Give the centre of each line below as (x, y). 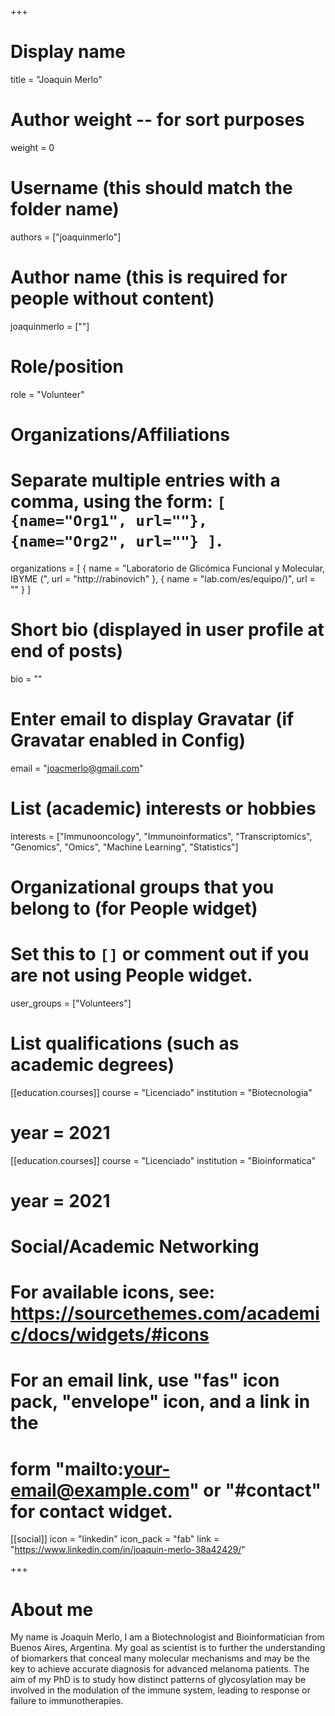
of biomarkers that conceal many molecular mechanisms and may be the (160, 1658)
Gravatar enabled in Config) (128, 740)
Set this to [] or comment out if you (160, 954)
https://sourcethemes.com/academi (165, 1313)
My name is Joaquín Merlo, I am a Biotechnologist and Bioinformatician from (167, 1637)
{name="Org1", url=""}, (109, 521)
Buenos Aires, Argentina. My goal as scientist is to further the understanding (168, 1648)
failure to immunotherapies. (67, 1701)
